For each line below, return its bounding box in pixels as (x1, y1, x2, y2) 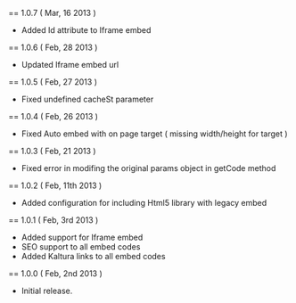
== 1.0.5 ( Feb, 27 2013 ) (8, 77, 98, 87)
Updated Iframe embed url (21, 60, 119, 70)
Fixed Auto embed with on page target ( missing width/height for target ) (21, 128, 288, 139)
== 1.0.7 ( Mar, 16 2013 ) (8, 8, 96, 18)
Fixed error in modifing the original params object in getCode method (21, 163, 276, 173)
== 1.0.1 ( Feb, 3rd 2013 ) (8, 215, 99, 225)
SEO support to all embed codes (21, 242, 141, 252)
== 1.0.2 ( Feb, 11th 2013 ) (8, 180, 103, 191)
